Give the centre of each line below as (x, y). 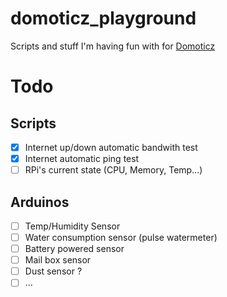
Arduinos (40, 202)
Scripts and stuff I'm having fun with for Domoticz (113, 46)
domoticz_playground (103, 18)
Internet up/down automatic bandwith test (111, 147)
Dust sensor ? (53, 271)
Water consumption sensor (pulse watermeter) (121, 237)
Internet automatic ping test (82, 158)
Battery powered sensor (74, 249)
